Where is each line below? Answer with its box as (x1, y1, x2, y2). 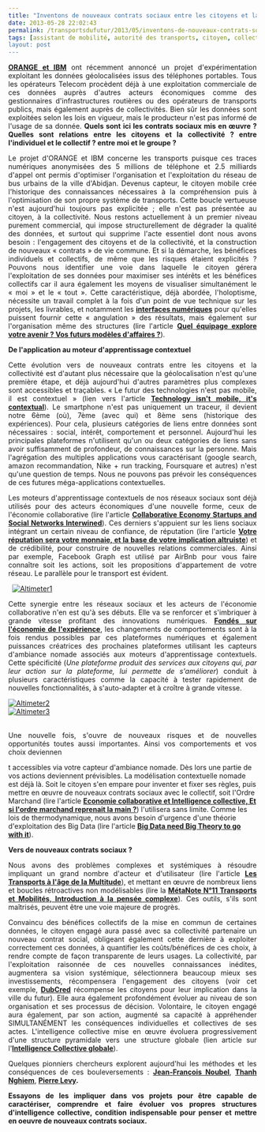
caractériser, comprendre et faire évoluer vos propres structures (8, 1100, 257, 1109)
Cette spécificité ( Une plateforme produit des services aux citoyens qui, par (8, 658, 257, 668)
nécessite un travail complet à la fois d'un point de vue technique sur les (8, 296, 257, 306)
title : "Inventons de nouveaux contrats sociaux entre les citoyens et (8, 11, 248, 20)
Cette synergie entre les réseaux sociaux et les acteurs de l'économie (8, 600, 257, 609)
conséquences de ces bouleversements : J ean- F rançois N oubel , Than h (8, 1067, 257, 1077)
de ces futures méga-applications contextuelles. (8, 478, 166, 487)
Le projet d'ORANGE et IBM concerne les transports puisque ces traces (8, 153, 257, 163)
